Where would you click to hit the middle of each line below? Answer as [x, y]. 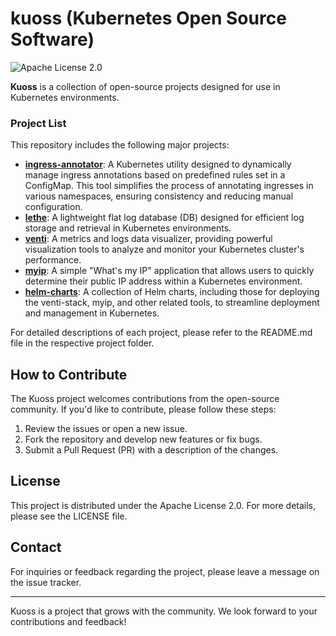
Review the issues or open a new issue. [106, 429]
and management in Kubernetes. [92, 313]
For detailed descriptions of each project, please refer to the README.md [161, 333]
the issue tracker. [46, 582]
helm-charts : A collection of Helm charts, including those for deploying [172, 292]
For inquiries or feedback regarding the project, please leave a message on [165, 571]
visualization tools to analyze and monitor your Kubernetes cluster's [164, 249]
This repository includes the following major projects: [120, 145]
